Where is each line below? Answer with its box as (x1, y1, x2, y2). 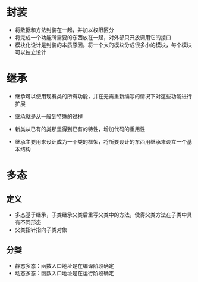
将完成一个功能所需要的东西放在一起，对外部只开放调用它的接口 (14, 33, 171, 41)
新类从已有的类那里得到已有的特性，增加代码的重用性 (14, 125, 146, 132)
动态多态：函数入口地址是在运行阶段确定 (14, 269, 114, 277)
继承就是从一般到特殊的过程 (14, 113, 83, 120)
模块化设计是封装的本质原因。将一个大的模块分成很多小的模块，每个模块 (14, 41, 192, 48)
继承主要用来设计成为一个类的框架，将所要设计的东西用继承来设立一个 (14, 138, 187, 145)
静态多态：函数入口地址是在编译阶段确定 (14, 262, 114, 269)
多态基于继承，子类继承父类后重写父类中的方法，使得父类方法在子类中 (14, 211, 187, 218)
